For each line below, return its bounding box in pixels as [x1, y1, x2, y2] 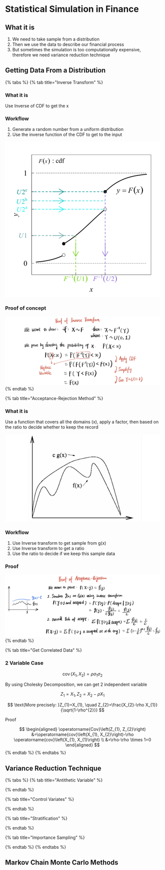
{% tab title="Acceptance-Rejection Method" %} [5, 395, 104, 401]
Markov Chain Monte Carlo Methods [5, 858, 119, 867]
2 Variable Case [5, 660, 44, 667]
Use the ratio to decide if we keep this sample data [12, 551, 115, 556]
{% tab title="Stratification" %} [5, 816, 68, 821]
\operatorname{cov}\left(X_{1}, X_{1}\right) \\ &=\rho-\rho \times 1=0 [14, 737, 151, 743]
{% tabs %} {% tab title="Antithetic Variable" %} [5, 777, 103, 783]
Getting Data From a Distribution [5, 66, 106, 75]
